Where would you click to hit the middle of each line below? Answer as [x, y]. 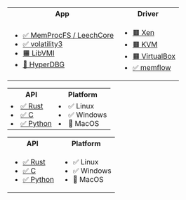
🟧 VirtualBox [154, 56]
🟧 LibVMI [39, 53]
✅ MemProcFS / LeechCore [68, 35]
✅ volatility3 [43, 44]
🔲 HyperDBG [44, 64]
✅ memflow [152, 67]
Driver [148, 14]
